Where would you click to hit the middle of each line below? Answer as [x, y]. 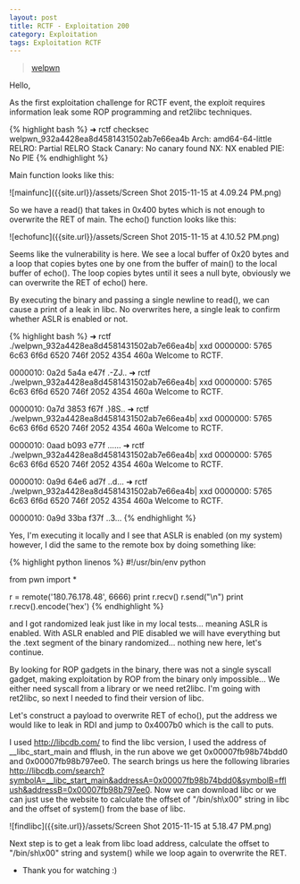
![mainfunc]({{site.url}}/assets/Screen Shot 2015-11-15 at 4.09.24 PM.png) [146, 192]
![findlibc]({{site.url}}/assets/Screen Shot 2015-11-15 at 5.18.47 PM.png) [141, 826]
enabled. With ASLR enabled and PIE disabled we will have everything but [145, 633]
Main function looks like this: [62, 175]
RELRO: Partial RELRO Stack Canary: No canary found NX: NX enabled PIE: [147, 149]
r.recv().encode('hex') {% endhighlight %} [87, 607]
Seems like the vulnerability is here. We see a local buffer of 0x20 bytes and [149, 254]
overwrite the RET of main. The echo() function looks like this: [123, 219]
